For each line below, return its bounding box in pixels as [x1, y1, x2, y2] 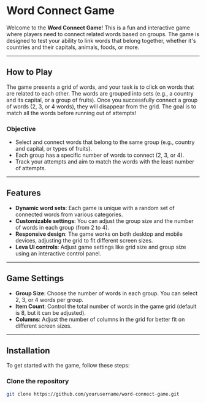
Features [6, 188, 41, 198]
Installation [6, 345, 50, 356]
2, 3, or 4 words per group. [15, 296, 84, 303]
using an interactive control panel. [15, 249, 102, 257]
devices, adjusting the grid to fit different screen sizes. [15, 236, 153, 244]
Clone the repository [6, 377, 69, 386]
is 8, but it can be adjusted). [15, 309, 86, 316]
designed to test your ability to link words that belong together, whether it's [6, 37, 196, 44]
